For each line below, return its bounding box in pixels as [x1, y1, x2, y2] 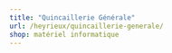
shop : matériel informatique [9, 30, 119, 39]
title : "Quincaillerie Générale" [9, 13, 136, 22]
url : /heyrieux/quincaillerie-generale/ [9, 22, 165, 31]
